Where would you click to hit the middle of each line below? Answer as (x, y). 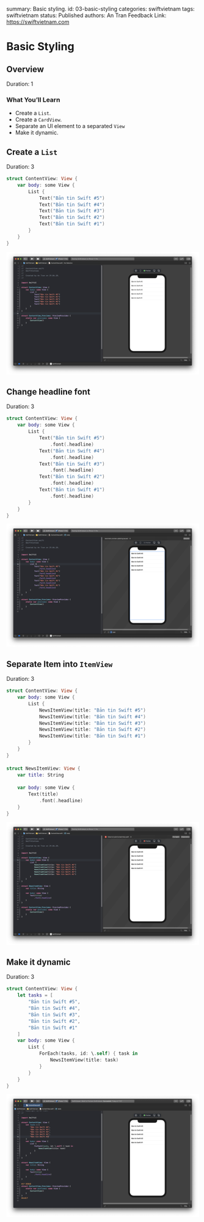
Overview (25, 69)
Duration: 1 (20, 84)
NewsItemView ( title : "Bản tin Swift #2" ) (93, 730)
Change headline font (48, 392)
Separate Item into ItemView (60, 664)
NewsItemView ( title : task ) (84, 1060)
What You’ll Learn (33, 99)
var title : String (41, 775)
